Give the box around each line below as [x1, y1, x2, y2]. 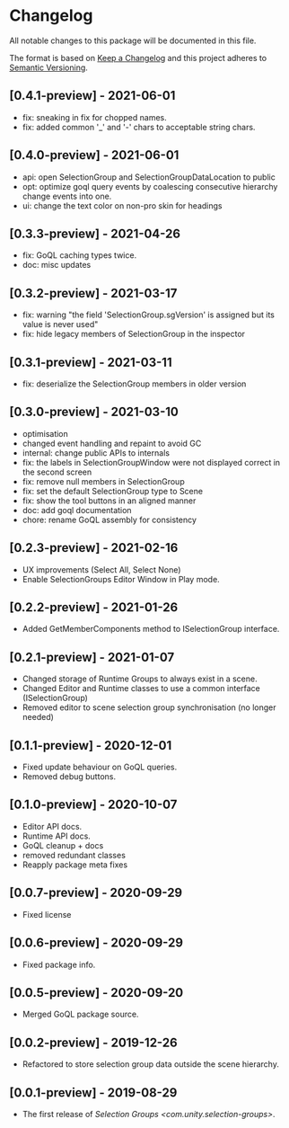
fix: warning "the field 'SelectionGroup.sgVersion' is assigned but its [22, 309, 276, 320]
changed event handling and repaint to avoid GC [22, 438, 202, 449]
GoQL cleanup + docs [22, 839, 104, 850]
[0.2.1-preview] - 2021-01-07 [9, 649, 175, 665]
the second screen [22, 466, 92, 477]
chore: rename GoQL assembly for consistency [22, 514, 197, 525]
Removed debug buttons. [22, 771, 117, 782]
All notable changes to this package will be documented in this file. [9, 35, 257, 46]
